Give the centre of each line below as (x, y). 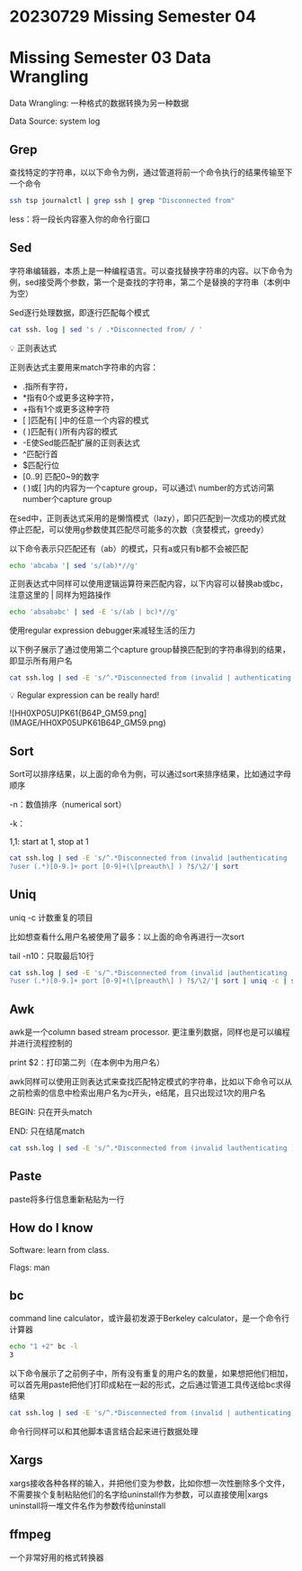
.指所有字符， (47, 386)
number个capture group (67, 498)
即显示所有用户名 (41, 661)
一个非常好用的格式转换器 (57, 1557)
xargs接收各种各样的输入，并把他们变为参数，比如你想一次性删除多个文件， (150, 1483)
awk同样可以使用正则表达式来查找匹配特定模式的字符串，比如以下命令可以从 (151, 1082)
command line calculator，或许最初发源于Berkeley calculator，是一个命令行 (150, 1319)
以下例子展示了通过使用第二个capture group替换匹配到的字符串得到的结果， (150, 650)
